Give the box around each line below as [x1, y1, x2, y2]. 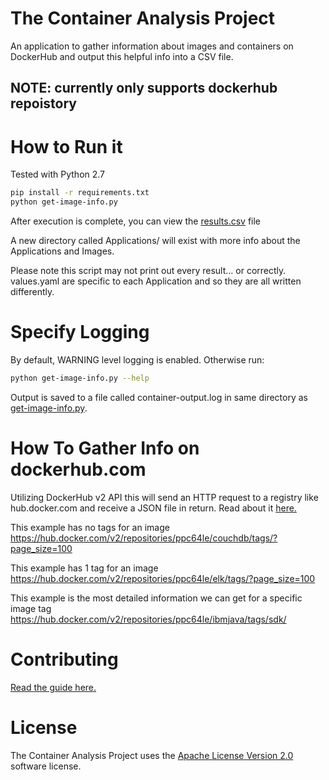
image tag [10, 602, 52, 614]
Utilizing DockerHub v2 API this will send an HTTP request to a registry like [10, 491, 319, 503]
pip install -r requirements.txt [10, 188, 150, 198]
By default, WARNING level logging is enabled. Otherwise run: [10, 353, 265, 366]
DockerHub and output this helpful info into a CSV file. [10, 50, 234, 62]
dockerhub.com [10, 458, 147, 481]
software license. [10, 760, 82, 772]
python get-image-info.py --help [10, 373, 150, 383]
